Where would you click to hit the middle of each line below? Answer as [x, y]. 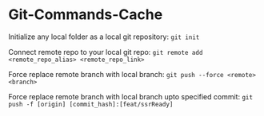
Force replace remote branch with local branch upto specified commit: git [131, 96]
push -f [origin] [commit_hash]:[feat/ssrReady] [91, 104]
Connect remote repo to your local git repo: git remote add [106, 52]
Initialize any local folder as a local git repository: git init [104, 37]
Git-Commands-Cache [86, 15]
